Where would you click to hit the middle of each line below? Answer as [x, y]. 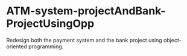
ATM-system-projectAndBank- [86, 11]
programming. [46, 46]
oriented [17, 46]
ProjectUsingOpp [50, 24]
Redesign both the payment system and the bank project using [84, 40]
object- [173, 40]
